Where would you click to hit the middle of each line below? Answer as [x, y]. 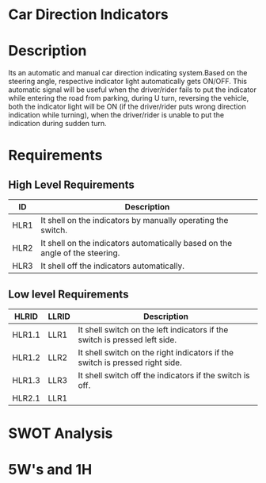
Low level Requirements [68, 294]
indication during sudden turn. [57, 124]
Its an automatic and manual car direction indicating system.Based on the [128, 73]
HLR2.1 [27, 398]
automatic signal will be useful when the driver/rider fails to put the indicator [133, 90]
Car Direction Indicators [88, 15]
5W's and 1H [50, 470]
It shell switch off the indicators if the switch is [164, 375]
